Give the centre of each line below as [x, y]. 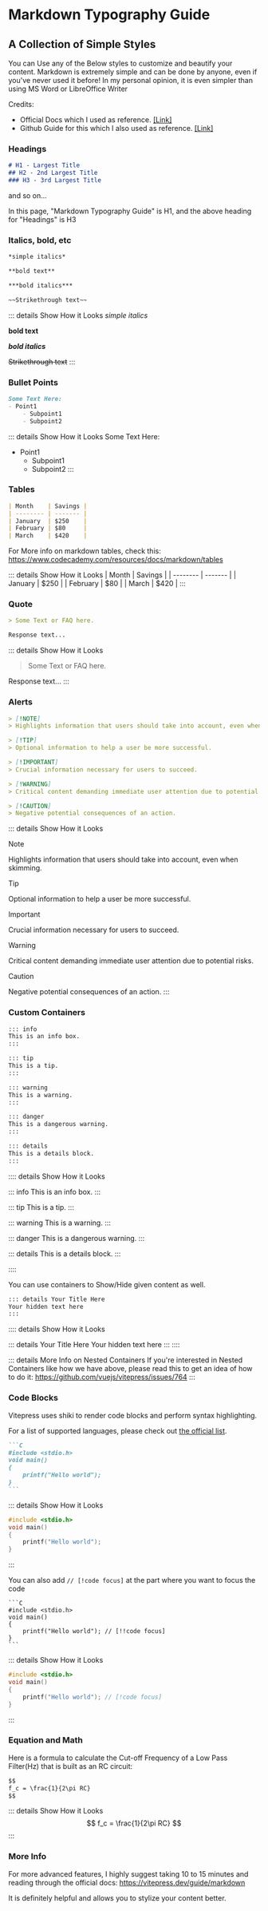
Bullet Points [33, 383]
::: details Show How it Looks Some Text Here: [84, 436]
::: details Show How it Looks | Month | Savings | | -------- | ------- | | [122, 575]
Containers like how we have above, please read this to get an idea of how [130, 1369]
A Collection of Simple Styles [82, 44]
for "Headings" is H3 [42, 219]
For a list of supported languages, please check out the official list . [118, 1430]
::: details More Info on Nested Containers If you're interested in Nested [126, 1360]
